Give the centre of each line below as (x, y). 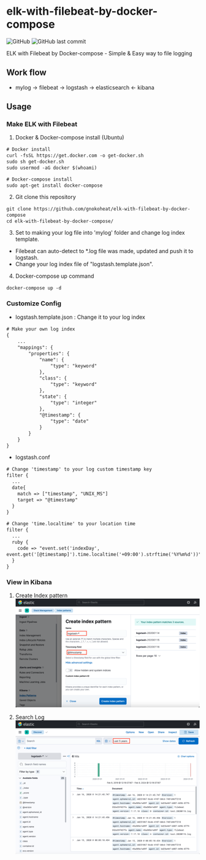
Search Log (30, 717)
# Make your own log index (41, 329)
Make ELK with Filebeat (42, 124)
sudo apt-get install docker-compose (55, 186)
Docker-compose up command (55, 276)
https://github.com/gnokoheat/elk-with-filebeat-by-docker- (112, 209)
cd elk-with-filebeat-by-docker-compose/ (60, 221)
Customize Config (34, 303)
